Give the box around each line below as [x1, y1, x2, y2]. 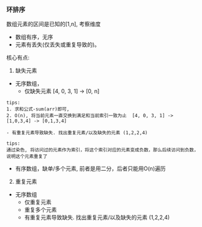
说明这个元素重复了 [6, 154, 48, 160]
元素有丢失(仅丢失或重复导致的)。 [15, 41, 100, 48]
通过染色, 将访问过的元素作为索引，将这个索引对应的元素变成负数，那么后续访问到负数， [6, 147, 199, 153]
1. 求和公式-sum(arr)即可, [6, 106, 70, 112]
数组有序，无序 [15, 34, 53, 41]
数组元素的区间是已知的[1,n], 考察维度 [6, 20, 101, 28]
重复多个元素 [24, 206, 57, 214]
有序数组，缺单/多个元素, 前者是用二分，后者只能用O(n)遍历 [15, 165, 166, 172]
